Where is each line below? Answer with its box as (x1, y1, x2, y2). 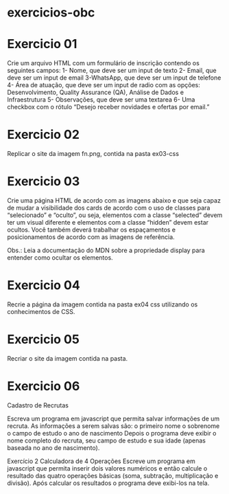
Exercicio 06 (7, 379, 80, 394)
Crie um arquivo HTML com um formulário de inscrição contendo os (7, 59, 200, 67)
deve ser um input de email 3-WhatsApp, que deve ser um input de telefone (7, 74, 221, 82)
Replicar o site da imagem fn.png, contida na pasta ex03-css (7, 150, 180, 158)
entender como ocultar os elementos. (7, 254, 113, 262)
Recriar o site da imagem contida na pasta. (7, 354, 128, 362)
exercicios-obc (7, 5, 95, 21)
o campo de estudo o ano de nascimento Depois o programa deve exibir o (7, 429, 217, 437)
